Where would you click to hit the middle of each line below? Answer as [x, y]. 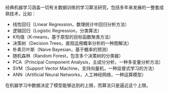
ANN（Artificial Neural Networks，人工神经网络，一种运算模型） [79, 75]
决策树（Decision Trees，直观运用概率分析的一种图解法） [72, 43]
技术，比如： [23, 14]
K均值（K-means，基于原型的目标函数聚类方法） [63, 37]
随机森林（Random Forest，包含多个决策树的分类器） [68, 56]
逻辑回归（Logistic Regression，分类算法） [57, 31]
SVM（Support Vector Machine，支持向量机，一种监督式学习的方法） [84, 68]
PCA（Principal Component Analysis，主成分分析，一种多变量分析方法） [88, 62]
